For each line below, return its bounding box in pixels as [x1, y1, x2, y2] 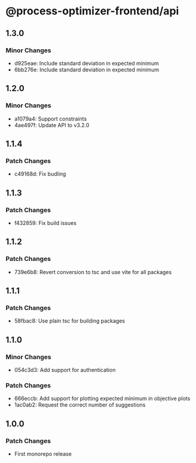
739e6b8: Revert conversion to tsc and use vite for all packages [14, 268, 172, 275]
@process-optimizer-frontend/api [5, 4, 179, 18]
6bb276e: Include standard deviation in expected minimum [14, 66, 160, 73]
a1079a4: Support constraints [14, 115, 87, 122]
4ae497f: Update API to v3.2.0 [14, 121, 90, 128]
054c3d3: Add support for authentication [14, 366, 116, 373]
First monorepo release [14, 450, 72, 457]
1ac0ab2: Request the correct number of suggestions [14, 401, 146, 408]
